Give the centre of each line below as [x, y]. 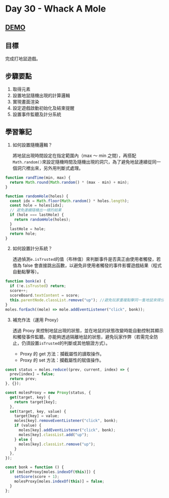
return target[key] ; [36, 402]
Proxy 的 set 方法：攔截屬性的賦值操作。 [62, 360]
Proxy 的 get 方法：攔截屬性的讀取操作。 [62, 353]
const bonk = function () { [35, 467]
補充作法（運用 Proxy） [37, 320]
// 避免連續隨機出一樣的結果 [36, 210]
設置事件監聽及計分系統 [37, 114]
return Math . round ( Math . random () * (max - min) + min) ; [69, 182]
